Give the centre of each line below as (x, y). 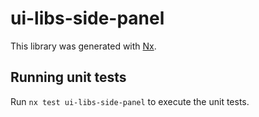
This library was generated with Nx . (83, 46)
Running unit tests (68, 77)
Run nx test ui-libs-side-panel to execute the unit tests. (130, 101)
